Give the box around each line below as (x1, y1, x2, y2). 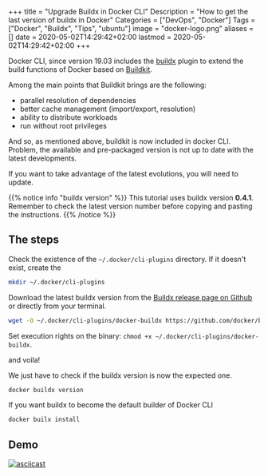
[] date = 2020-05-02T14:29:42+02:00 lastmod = (8, 32, 172, 42)
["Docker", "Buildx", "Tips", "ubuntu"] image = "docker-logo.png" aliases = (8, 24, 254, 33)
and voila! (8, 355, 41, 364)
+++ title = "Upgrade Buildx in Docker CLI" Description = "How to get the (8, 7, 249, 16)
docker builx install (8, 415, 81, 424)
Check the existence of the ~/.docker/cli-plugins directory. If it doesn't (8, 254, 246, 264)
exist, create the (8, 263, 61, 272)
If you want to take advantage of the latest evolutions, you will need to (8, 169, 239, 178)
